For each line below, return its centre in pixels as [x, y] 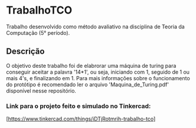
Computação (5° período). [38, 32]
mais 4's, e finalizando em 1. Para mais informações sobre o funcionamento [98, 78]
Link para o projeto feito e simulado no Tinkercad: [79, 106]
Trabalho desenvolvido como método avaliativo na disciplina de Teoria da [95, 27]
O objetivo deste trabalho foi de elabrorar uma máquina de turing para [91, 65]
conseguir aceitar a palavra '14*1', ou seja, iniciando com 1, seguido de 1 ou [98, 72]
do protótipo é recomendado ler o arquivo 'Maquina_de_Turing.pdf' [88, 84]
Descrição [25, 52]
